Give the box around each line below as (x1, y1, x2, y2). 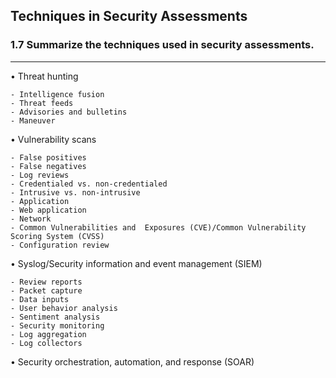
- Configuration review (10, 240, 110, 250)
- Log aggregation (10, 329, 87, 339)
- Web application (10, 205, 87, 215)
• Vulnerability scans (10, 133, 97, 145)
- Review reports (10, 277, 83, 287)
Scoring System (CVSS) (10, 231, 105, 241)
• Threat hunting (10, 70, 79, 82)
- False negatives (10, 161, 87, 171)
